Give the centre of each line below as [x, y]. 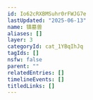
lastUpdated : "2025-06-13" [47, 20]
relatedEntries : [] [36, 73]
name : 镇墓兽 [25, 27]
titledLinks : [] [31, 86]
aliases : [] [25, 33]
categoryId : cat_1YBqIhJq [45, 46]
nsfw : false [25, 60]
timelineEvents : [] [36, 79]
